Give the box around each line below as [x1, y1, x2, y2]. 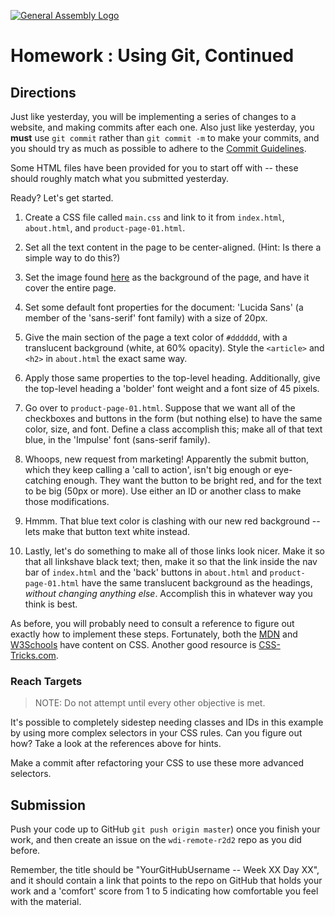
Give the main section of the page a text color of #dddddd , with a [24, 331, 288, 343]
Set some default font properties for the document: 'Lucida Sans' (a [24, 301, 304, 313]
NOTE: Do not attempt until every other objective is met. [34, 697, 266, 709]
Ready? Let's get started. [10, 192, 114, 204]
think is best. [24, 598, 78, 610]
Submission [10, 796, 87, 814]
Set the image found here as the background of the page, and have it [24, 271, 310, 283]
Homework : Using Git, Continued [10, 45, 295, 67]
